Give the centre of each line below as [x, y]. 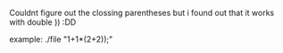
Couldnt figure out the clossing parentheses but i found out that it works [142, 13]
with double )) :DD [43, 22]
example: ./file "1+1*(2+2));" [61, 39]
